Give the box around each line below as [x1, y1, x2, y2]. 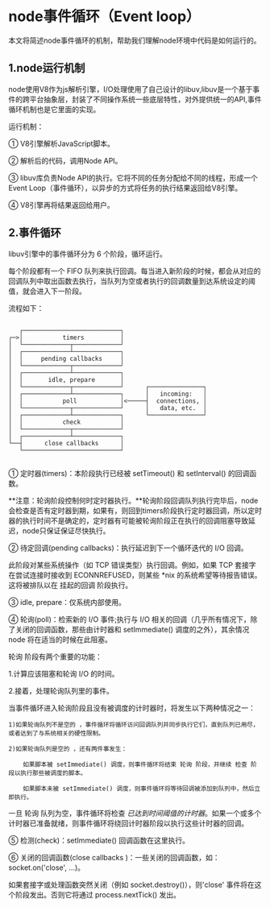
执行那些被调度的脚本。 [19, 768, 87, 777]
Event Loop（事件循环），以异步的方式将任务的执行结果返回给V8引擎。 [8, 183, 243, 193]
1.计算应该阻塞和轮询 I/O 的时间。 [8, 669, 119, 678]
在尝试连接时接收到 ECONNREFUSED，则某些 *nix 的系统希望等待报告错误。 [8, 569, 262, 580]
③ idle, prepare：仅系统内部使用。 [8, 597, 127, 607]
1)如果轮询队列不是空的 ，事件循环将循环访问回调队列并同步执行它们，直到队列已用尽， [8, 720, 260, 729]
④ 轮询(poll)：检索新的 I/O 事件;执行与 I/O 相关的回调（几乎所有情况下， [8, 614, 251, 624]
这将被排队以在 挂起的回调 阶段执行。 [8, 580, 133, 590]
